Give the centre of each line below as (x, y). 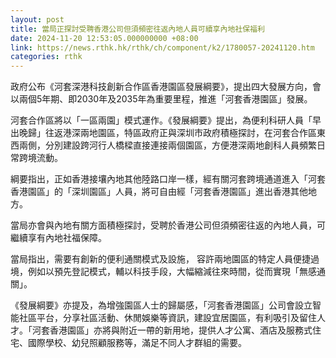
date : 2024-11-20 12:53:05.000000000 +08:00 (104, 38)
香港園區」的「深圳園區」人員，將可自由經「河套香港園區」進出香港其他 (159, 192)
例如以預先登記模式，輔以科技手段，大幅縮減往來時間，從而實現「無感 (172, 272)
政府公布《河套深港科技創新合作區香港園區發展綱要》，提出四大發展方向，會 (166, 87)
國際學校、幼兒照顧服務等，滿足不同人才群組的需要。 (137, 343)
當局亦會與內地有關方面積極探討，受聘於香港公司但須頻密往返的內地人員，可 (168, 225)
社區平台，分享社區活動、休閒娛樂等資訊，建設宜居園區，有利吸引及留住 (167, 318)
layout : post (37, 19)
